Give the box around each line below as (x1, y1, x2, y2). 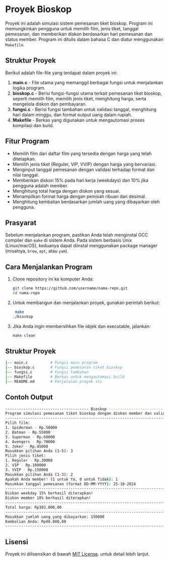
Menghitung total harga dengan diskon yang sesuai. (12, 188, 120, 194)
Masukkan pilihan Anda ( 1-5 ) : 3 (5, 448, 73, 454)
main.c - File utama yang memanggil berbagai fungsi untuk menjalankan (12, 79, 163, 85)
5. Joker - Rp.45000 (5, 444, 49, 449)
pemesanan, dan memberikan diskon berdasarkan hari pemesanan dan (5, 31, 152, 37)
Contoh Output (5, 393, 53, 402)
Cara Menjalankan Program (5, 262, 93, 271)
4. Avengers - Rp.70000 (5, 439, 55, 444)
